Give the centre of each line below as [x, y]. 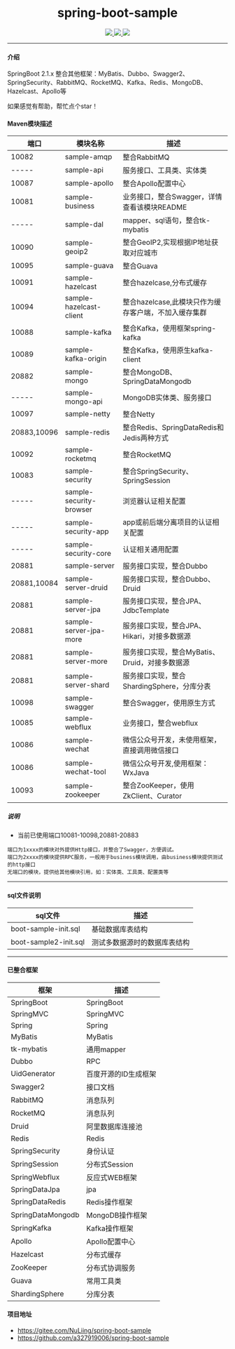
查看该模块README [155, 207]
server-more [87, 661]
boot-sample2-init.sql [48, 942]
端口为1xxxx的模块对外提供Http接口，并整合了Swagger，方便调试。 [92, 850]
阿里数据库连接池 [114, 1127]
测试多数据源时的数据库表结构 [141, 942]
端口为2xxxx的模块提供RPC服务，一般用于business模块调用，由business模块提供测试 [115, 858]
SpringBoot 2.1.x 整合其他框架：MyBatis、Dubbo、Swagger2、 [98, 74]
